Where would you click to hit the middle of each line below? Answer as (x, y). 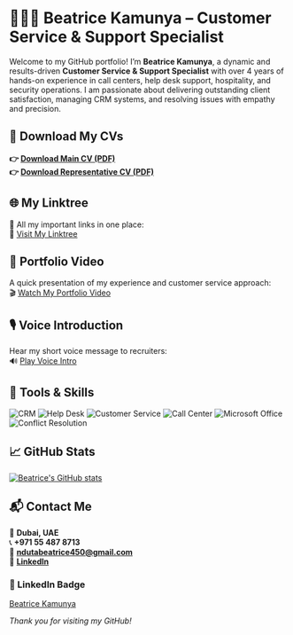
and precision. (35, 108)
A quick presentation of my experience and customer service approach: (140, 283)
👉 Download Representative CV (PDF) (82, 171)
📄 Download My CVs (66, 137)
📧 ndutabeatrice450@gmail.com (71, 552)
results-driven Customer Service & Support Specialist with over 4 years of (147, 71)
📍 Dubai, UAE (34, 532)
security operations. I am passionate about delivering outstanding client (140, 90)
